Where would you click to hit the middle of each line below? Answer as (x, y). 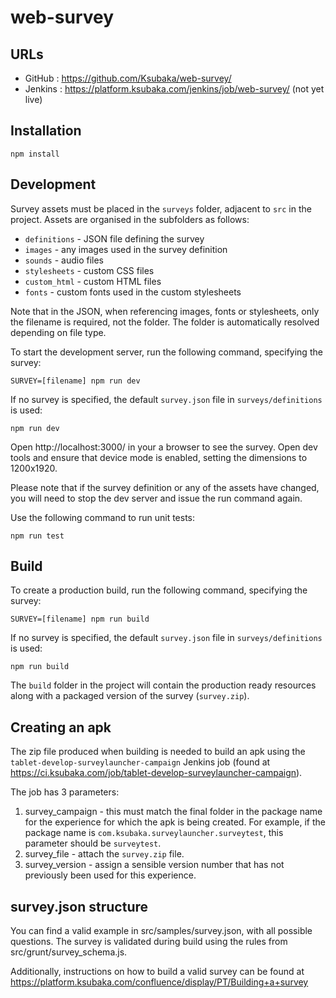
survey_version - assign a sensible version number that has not (154, 865)
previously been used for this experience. (110, 875)
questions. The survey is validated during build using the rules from (149, 942)
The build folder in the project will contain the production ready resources (163, 685)
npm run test (37, 536)
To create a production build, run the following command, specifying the (159, 590)
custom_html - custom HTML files (93, 281)
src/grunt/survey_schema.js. (69, 952)
